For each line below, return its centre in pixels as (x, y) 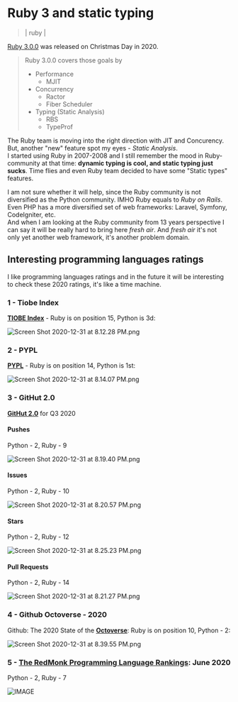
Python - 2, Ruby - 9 (37, 445)
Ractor (56, 97)
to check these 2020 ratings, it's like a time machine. (84, 284)
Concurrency (55, 89)
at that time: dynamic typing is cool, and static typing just (127, 163)
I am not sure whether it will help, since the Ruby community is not (104, 192)
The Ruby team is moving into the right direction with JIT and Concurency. (116, 141)
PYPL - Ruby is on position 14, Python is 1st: (72, 366)
